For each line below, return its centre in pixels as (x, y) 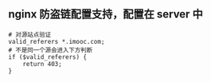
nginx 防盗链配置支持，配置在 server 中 (105, 14)
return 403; (42, 64)
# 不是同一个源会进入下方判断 (51, 50)
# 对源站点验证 (30, 34)
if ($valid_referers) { (48, 57)
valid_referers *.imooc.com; (57, 41)
